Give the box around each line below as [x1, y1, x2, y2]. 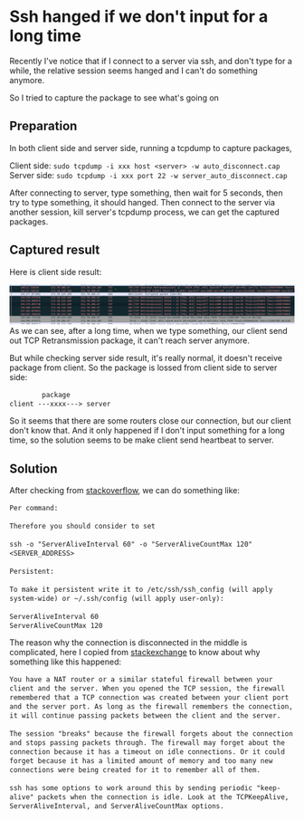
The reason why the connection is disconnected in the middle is [9, 637, 248, 648]
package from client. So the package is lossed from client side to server [9, 362, 278, 373]
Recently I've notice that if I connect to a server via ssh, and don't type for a [9, 55, 292, 66]
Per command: [9, 504, 59, 513]
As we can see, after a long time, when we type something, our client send [9, 326, 288, 337]
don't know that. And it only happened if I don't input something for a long [9, 425, 285, 436]
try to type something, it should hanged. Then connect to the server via [9, 196, 276, 207]
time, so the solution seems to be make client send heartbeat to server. [9, 434, 274, 445]
